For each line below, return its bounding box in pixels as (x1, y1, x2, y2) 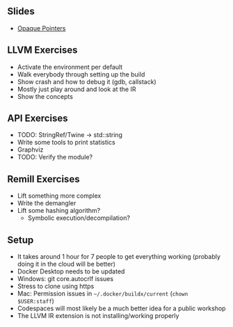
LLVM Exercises (7, 45, 78, 56)
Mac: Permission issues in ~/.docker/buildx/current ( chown (17, 289, 188, 298)
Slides (7, 6, 35, 17)
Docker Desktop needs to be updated (17, 267, 125, 276)
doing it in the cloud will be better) (17, 260, 116, 269)
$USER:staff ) (17, 297, 54, 305)
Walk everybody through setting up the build (17, 70, 145, 79)
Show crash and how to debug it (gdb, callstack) (17, 77, 156, 86)
